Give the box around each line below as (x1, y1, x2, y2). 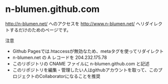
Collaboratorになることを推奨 (39, 73, 101, 79)
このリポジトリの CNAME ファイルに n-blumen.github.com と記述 (12, 60, 150, 66)
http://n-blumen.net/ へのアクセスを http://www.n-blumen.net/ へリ (5, 20, 145, 26)
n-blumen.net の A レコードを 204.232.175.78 (12, 54, 107, 60)
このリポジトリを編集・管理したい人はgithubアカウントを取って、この (12, 66, 158, 73)
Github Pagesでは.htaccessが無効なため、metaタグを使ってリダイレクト (12, 48, 164, 54)
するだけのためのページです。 (9, 26, 72, 33)
